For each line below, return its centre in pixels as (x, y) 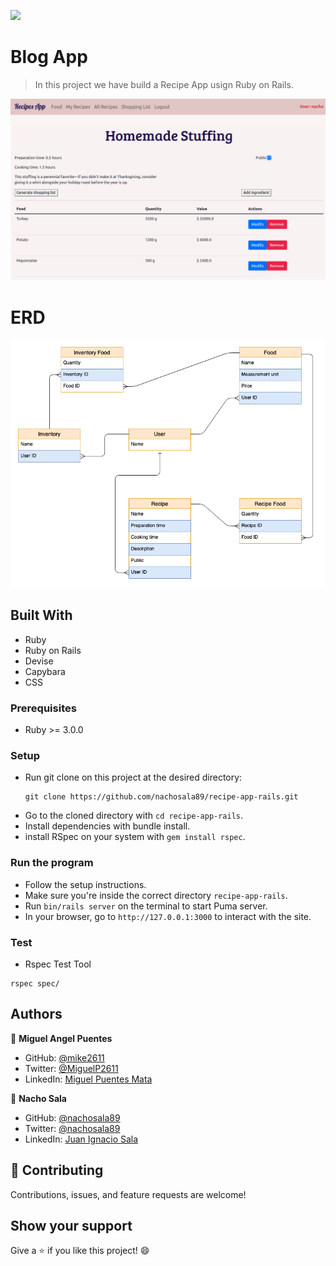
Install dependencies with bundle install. (107, 826)
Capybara (45, 671)
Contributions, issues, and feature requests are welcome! (128, 1194)
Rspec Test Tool (58, 964)
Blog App (49, 57)
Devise (39, 661)
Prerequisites (43, 708)
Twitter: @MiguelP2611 (71, 1068)
